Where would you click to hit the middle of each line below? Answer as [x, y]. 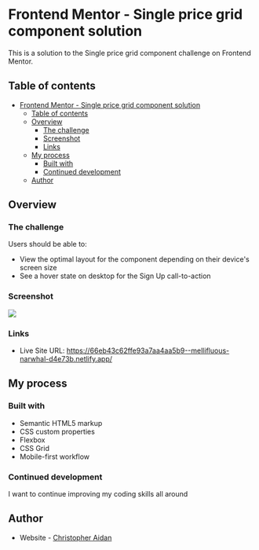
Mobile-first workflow [55, 456]
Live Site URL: [42, 350]
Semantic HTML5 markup [61, 423]
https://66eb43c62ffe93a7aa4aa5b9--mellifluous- [148, 350]
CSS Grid [34, 448]
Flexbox [32, 440]
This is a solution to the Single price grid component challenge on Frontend [129, 53]
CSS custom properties [57, 431]
